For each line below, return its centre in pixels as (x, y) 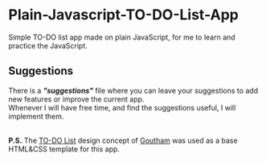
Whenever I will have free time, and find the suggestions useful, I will (122, 107)
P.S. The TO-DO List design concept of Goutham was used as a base (123, 140)
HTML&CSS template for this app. (64, 149)
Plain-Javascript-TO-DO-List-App (124, 15)
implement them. (36, 116)
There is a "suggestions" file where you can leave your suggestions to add (133, 90)
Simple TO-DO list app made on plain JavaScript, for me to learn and (122, 37)
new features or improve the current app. (76, 99)
